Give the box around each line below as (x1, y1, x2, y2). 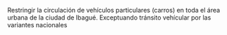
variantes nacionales (7, 21, 68, 29)
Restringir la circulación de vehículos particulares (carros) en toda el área (7, 6, 221, 14)
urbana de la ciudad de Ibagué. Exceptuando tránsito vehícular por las (7, 13, 211, 22)
